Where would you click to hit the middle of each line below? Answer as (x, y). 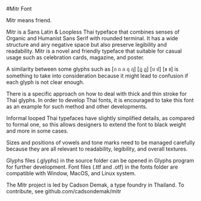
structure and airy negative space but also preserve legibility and (86, 45)
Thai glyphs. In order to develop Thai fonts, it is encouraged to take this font (100, 100)
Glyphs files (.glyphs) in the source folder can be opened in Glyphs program (100, 160)
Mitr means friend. (29, 20)
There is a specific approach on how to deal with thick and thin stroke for (97, 94)
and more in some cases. (37, 131)
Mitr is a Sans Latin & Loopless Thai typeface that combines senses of (93, 32)
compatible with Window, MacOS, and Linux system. (71, 173)
